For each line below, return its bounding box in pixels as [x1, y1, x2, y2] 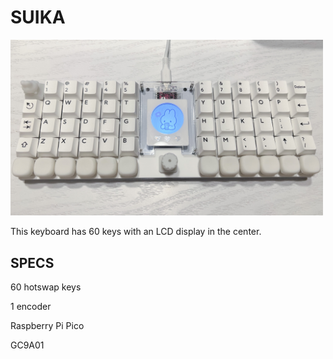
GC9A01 [10, 339, 45, 351]
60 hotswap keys [10, 281, 82, 293]
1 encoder [10, 301, 52, 312]
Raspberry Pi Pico [10, 320, 85, 331]
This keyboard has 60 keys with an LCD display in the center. [10, 226, 262, 238]
